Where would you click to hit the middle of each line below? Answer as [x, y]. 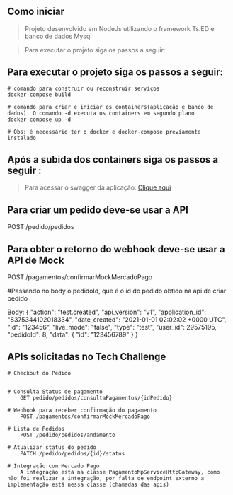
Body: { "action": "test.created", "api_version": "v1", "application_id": [107, 312]
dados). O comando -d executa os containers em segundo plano [101, 113]
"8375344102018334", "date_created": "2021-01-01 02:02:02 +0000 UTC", [117, 320]
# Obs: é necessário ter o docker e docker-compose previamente [104, 132]
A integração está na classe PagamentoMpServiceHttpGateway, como [120, 472]
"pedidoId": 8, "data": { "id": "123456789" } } [73, 334]
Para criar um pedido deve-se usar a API [98, 210]
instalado [22, 138]
